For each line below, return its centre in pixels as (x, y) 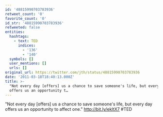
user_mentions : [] (28, 63)
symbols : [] (22, 59)
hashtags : (19, 37)
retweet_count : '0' (25, 14)
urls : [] (18, 68)
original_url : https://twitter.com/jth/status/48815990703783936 (72, 73)
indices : (27, 45)
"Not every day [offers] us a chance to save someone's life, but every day (79, 104)
